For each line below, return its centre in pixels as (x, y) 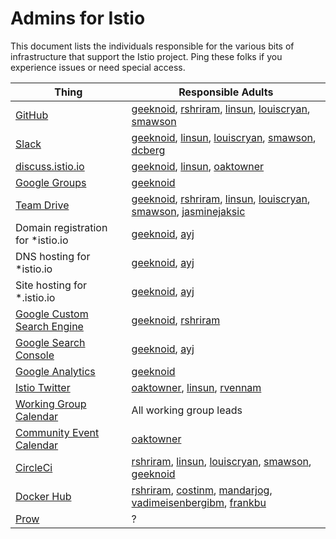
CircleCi (34, 467)
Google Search (50, 342)
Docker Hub (43, 496)
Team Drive (42, 205)
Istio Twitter (43, 387)
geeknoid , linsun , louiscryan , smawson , (224, 137)
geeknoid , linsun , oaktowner (198, 166)
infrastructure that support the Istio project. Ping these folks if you (146, 56)
